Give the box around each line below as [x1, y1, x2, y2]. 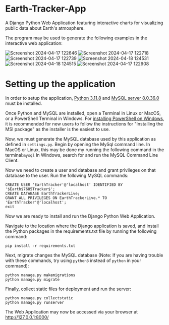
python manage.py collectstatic [5, 295, 73, 300]
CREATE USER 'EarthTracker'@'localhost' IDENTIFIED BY [5, 182, 123, 187]
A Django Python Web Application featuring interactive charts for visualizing [5, 20, 163, 26]
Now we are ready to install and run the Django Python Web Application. [5, 213, 155, 219]
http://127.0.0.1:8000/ [5, 314, 49, 320]
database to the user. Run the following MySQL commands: [5, 172, 129, 178]
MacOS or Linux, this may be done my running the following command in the [5, 147, 164, 153]
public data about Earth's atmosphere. [5, 25, 85, 31]
